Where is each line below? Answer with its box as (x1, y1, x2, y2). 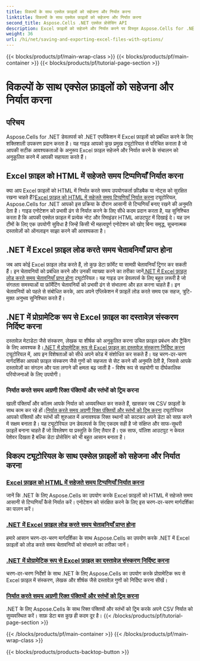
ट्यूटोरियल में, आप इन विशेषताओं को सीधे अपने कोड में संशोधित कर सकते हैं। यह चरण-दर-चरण (6, 351, 187, 358)
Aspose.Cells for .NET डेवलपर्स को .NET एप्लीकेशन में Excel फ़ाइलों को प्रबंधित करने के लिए (6, 133, 193, 140)
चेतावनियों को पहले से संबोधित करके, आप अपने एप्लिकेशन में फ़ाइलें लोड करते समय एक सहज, (6, 287, 182, 295)
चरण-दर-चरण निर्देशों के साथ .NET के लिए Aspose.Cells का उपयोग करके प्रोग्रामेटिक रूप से (6, 570, 186, 577)
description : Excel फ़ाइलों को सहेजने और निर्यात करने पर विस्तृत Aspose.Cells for (6, 25, 184, 32)
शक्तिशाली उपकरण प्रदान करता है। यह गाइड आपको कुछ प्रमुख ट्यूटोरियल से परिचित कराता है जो (6, 140, 187, 147)
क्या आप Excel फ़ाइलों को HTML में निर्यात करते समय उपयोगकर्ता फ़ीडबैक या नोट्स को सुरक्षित (6, 186, 187, 194)
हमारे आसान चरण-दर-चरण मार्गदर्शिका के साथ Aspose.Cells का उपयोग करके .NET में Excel (6, 534, 190, 541)
